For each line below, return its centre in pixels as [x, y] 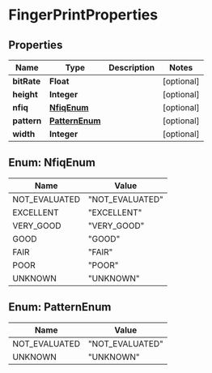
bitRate [27, 81]
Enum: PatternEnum [60, 307]
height [25, 94]
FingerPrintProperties [83, 15]
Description [132, 68]
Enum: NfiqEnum [52, 163]
